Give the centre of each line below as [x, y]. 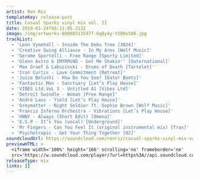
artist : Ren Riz [26, 12]
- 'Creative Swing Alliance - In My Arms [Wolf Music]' [82, 50]
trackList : [20, 39]
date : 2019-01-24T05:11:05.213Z [46, 28]
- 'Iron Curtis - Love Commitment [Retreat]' [69, 72]
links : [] [18, 166]
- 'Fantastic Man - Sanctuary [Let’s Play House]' [75, 84]
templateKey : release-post [39, 17]
